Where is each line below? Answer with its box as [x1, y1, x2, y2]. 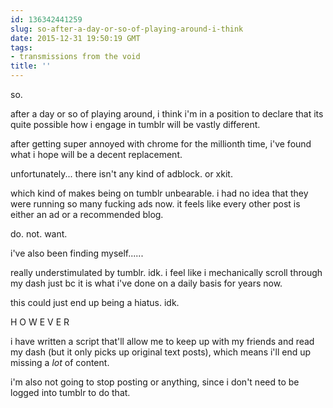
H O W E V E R [10, 316, 70, 328]
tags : [10, 42, 33, 53]
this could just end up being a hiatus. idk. [10, 297, 180, 308]
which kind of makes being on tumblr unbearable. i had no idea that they [10, 187, 309, 199]
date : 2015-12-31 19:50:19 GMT [10, 33, 141, 43]
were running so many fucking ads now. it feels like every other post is [10, 198, 301, 210]
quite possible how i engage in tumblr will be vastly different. [10, 119, 261, 130]
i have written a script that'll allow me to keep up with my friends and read [10, 336, 315, 347]
